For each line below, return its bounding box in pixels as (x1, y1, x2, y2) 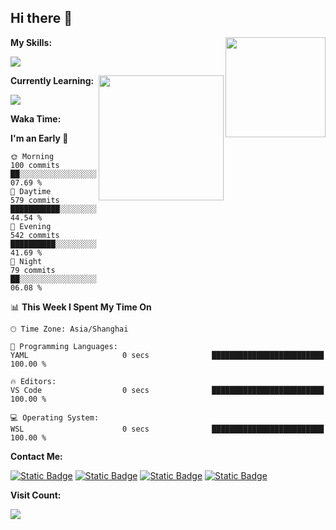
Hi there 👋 (10, 10, 73, 27)
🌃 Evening (10, 221, 52, 231)
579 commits (10, 195, 60, 205)
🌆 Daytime (10, 186, 52, 196)
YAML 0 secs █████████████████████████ (10, 350, 325, 360)
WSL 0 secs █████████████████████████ (10, 424, 325, 434)
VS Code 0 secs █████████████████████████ (10, 385, 325, 395)
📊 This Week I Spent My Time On (10, 301, 152, 313)
